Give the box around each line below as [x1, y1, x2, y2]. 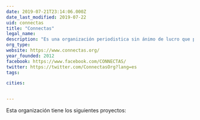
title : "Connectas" [6, 25, 55, 31]
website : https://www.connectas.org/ [6, 48, 100, 53]
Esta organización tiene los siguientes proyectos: [6, 107, 127, 114]
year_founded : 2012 [6, 53, 55, 59]
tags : [6, 70, 20, 75]
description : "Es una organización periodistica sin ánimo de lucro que [6, 36, 190, 42]
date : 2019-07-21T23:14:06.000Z [6, 8, 86, 15]
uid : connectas [6, 20, 44, 26]
